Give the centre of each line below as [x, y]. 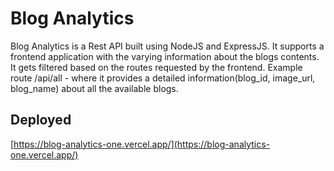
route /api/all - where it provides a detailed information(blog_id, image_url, [163, 78]
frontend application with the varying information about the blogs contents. [165, 56]
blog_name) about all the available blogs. [94, 88]
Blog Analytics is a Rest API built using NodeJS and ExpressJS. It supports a [167, 46]
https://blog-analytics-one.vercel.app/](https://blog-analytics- [142, 144]
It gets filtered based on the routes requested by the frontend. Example [156, 67]
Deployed [41, 120]
